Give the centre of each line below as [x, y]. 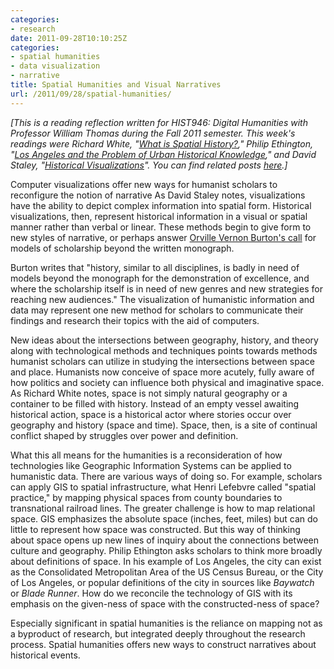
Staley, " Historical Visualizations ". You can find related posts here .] [149, 165]
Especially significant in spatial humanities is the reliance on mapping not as [166, 623]
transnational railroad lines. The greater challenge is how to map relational [163, 508]
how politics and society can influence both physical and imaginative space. [167, 382]
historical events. [45, 655]
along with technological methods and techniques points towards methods [164, 350]
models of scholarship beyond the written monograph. [122, 248]
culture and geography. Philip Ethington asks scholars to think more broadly [166, 550]
